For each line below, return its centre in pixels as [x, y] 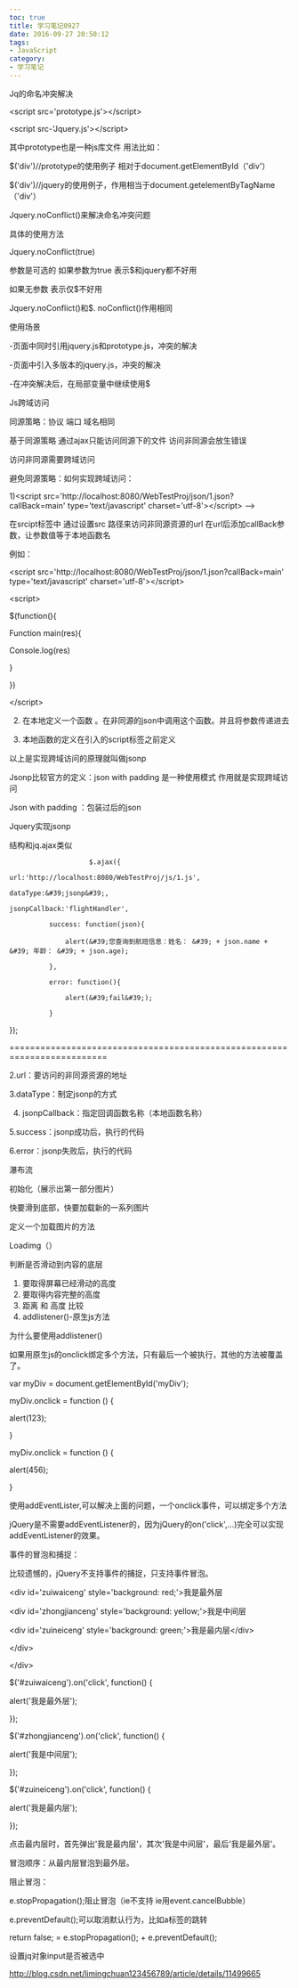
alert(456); [29, 1470]
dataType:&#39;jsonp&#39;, [59, 893]
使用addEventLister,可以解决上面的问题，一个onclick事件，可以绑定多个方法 [148, 1505]
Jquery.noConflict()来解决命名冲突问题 [80, 215]
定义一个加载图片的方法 [52, 1226]
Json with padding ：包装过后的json [75, 807]
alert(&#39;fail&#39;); [109, 998]
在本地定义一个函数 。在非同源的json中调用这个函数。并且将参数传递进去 [156, 720]
